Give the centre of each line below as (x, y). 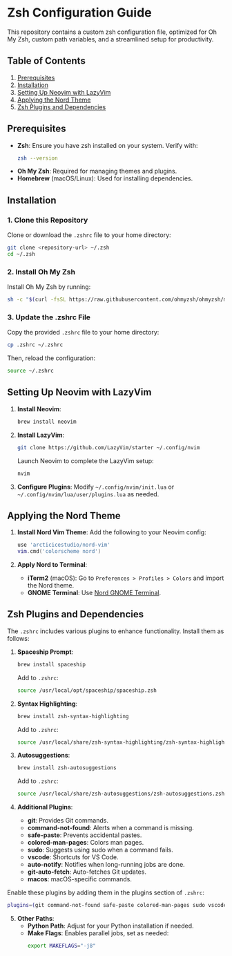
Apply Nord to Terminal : (52, 565)
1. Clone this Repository (48, 220)
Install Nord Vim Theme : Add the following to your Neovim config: (112, 532)
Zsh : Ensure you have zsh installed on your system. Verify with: (107, 145)
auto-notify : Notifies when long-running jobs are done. (106, 865)
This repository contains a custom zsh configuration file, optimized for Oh (112, 32)
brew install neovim (47, 422)
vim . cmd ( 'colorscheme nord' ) (59, 552)
